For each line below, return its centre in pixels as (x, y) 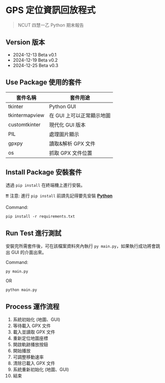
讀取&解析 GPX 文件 (72, 143)
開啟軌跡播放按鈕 (30, 344)
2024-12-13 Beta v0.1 (35, 54)
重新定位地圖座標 (30, 338)
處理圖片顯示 (64, 134)
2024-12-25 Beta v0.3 (36, 65)
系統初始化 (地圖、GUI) (36, 319)
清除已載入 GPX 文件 (34, 363)
